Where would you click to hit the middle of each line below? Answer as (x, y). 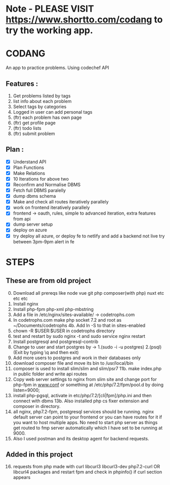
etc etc (20, 298)
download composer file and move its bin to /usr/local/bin (73, 363)
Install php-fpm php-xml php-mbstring (53, 309)
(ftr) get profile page (34, 123)
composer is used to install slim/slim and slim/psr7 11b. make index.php (87, 368)
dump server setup (33, 224)
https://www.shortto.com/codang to (84, 20)
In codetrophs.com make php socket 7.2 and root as (67, 320)
